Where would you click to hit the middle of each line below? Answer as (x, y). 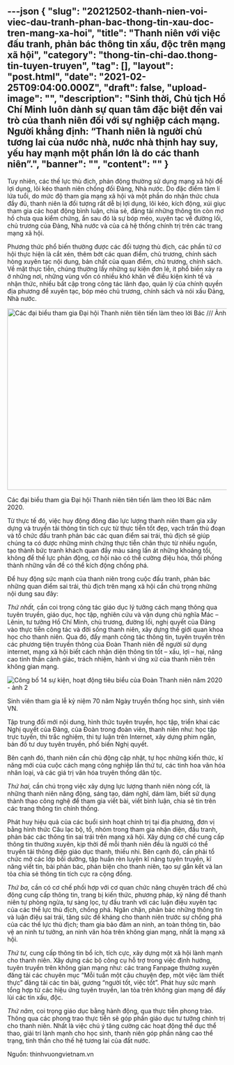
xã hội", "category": (52, 55)
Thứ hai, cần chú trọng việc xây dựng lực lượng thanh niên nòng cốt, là (109, 786)
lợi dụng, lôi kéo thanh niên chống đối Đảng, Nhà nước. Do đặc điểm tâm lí (114, 189)
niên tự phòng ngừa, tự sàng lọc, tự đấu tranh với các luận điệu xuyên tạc (112, 902)
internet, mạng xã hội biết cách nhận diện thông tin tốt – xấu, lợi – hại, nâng (115, 652)
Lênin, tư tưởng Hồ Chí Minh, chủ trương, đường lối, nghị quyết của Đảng (111, 622)
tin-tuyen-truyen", (48, 66)
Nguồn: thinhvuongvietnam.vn (50, 1054)
